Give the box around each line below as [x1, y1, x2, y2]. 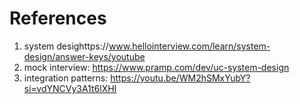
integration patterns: [23, 72, 109, 84]
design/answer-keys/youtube [23, 50, 146, 62]
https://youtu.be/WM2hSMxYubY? [110, 72, 251, 84]
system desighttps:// [23, 40, 109, 52]
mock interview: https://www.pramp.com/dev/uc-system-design [23, 61, 290, 73]
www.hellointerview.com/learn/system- [108, 40, 271, 52]
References [9, 7, 107, 30]
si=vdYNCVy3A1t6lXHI [23, 82, 117, 94]
